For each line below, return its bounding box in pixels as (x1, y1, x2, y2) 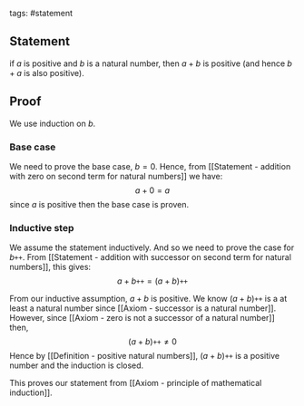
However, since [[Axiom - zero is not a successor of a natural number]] (9, 313, 275, 324)
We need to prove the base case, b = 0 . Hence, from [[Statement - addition (9, 160, 291, 171)
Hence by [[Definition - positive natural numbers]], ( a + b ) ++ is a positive (9, 351, 279, 362)
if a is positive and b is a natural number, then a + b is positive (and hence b (9, 58, 293, 69)
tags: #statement (9, 8, 74, 18)
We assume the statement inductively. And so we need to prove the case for (9, 242, 295, 253)
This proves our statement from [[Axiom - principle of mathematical (9, 378, 262, 389)
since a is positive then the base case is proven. (9, 198, 190, 209)
